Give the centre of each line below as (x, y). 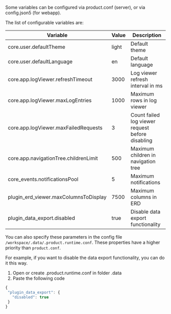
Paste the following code (39, 278)
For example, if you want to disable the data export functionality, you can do (85, 258)
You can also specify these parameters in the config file (64, 237)
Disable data (146, 212)
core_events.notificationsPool (43, 179)
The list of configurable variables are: (45, 23)
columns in (144, 197)
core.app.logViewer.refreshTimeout (50, 79)
